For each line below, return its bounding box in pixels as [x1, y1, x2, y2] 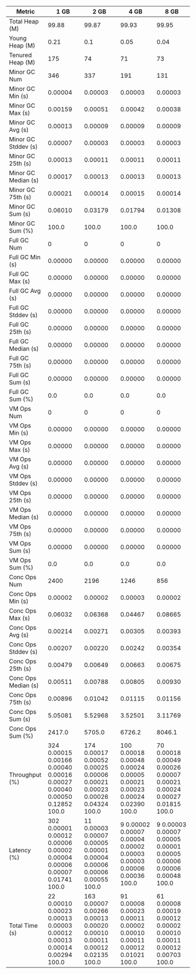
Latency [9, 846, 31, 854]
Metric [16, 8, 35, 15]
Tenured [9, 51, 32, 59]
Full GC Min [9, 253, 41, 261]
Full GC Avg [9, 287, 41, 295]
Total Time [9, 922, 38, 929]
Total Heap [9, 18, 39, 25]
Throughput [9, 771, 42, 778]
